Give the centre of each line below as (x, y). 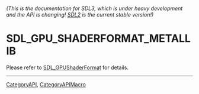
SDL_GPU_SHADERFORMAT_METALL (99, 38)
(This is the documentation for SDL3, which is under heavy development (94, 8)
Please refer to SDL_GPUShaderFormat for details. (68, 67)
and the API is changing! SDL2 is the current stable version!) (80, 14)
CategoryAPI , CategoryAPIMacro (46, 84)
